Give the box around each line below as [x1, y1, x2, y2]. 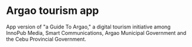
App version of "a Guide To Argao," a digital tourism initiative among [6, 23, 171, 30]
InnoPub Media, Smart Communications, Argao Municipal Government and [6, 29, 187, 36]
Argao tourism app [6, 4, 99, 17]
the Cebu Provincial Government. [6, 35, 86, 42]
